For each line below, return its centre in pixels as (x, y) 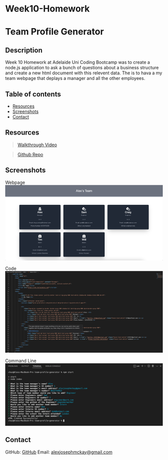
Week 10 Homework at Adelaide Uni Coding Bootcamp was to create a (77, 62)
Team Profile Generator (54, 32)
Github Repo (30, 154)
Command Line (21, 361)
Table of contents (33, 94)
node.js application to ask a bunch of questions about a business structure (82, 68)
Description (24, 50)
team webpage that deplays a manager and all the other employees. (75, 78)
